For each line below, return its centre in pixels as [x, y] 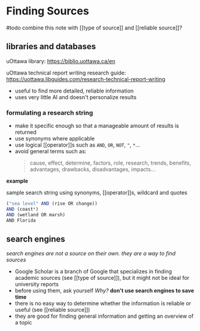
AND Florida [21, 220]
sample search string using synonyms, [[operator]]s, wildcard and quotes [97, 193]
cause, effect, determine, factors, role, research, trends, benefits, [110, 163]
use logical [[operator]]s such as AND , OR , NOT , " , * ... [78, 145]
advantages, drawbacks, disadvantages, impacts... [93, 169]
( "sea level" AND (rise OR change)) [52, 204]
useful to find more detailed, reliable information [74, 91]
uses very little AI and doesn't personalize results [75, 97]
